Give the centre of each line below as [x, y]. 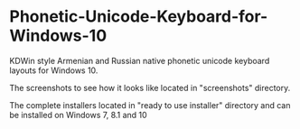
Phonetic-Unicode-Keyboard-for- [139, 17]
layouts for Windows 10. [54, 70]
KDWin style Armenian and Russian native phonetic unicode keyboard [140, 60]
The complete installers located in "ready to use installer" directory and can [150, 105]
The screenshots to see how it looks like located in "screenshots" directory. [150, 88]
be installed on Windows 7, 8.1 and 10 [78, 115]
